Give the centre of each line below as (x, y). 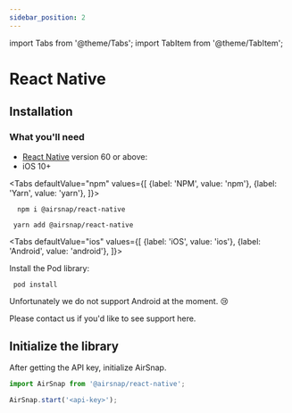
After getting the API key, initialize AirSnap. (88, 368)
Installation (41, 112)
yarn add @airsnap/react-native (73, 225)
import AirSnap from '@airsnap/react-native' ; (97, 384)
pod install (35, 285)
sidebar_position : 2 (48, 17)
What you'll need (47, 137)
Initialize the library (64, 346)
